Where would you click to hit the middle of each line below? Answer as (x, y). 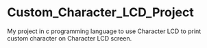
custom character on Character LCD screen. (70, 38)
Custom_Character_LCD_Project (100, 13)
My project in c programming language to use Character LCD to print (104, 31)
